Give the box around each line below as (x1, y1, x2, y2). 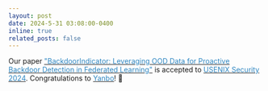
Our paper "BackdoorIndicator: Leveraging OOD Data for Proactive (8, 56, 230, 66)
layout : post (8, 11, 52, 20)
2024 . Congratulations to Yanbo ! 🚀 (8, 73, 124, 83)
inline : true (8, 27, 52, 35)
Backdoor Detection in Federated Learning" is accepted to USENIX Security (8, 65, 260, 75)
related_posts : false (8, 34, 82, 43)
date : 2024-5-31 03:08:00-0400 (8, 19, 114, 27)
